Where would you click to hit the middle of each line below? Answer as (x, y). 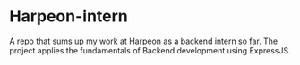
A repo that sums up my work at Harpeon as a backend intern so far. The (144, 41)
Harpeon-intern (69, 16)
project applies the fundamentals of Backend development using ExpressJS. (150, 50)
